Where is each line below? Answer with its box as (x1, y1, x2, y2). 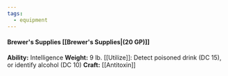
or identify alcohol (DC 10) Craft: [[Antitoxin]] (7, 60, 137, 69)
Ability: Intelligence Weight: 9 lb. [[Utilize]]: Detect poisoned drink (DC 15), (7, 53, 222, 61)
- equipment (13, 17, 49, 23)
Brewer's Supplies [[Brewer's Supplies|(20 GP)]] (7, 38, 150, 46)
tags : (7, 10, 23, 17)
